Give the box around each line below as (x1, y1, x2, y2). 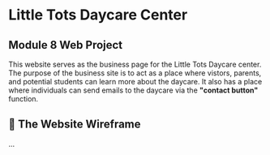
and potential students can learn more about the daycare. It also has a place (8, 77, 263, 86)
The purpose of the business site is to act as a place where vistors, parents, (8, 68, 262, 78)
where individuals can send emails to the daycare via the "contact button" (8, 85, 259, 95)
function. (8, 94, 39, 103)
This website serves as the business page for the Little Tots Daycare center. (8, 59, 262, 69)
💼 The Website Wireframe (8, 118, 141, 131)
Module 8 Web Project (8, 38, 123, 52)
